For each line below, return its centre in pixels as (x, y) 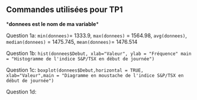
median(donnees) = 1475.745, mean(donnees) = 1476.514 (72, 41)
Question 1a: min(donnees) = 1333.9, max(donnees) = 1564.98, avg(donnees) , (97, 36)
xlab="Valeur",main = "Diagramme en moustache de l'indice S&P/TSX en (95, 75)
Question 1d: (21, 92)
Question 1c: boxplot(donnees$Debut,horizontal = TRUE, (75, 70)
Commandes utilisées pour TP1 (64, 10)
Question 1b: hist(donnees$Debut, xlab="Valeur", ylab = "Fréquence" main (99, 53)
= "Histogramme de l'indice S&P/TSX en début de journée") (80, 59)
